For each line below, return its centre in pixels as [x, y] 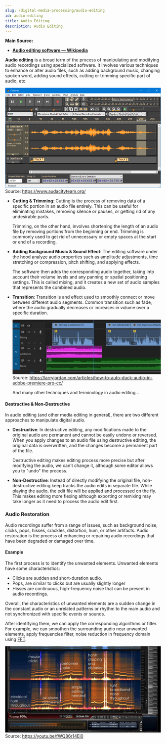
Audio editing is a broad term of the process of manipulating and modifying [82, 60]
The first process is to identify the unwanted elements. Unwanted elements [82, 563]
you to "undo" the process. [40, 471]
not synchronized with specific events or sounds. [55, 614]
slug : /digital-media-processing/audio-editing [55, 10]
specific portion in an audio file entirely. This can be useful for [75, 206]
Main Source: [19, 41]
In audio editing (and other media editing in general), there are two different [82, 415]
